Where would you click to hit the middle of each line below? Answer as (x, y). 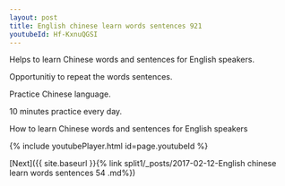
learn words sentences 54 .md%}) (73, 173)
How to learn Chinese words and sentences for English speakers (129, 129)
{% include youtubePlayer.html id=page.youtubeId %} (109, 146)
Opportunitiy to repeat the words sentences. (91, 77)
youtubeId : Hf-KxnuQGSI (54, 34)
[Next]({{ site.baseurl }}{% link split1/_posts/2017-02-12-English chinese (143, 164)
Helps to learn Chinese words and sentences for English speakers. (132, 60)
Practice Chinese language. (60, 94)
